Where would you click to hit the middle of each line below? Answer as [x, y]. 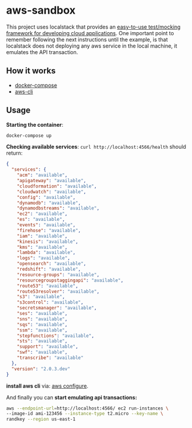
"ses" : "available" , [42, 314]
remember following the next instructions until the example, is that [87, 39]
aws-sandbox [41, 10]
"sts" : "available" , [42, 341]
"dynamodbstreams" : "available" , [58, 208]
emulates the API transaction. [42, 52]
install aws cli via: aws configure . [47, 386]
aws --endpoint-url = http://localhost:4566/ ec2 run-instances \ [87, 408]
